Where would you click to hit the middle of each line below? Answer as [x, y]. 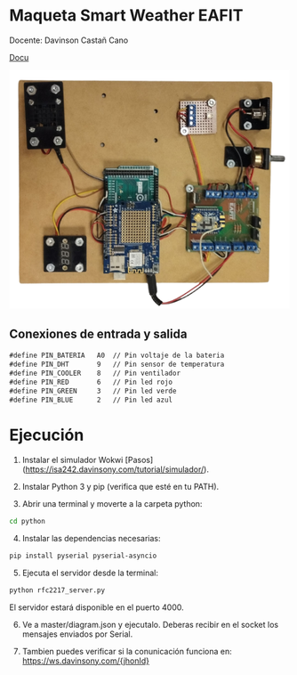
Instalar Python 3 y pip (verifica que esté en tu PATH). [120, 487]
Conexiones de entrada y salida [98, 333]
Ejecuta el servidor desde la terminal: [90, 573]
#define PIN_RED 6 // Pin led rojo [91, 382]
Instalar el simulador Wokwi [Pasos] [88, 460]
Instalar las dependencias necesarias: [92, 539]
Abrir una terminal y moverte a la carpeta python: [112, 504]
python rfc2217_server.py [57, 590]
